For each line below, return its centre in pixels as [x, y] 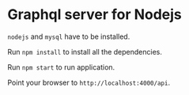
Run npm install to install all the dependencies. [85, 51]
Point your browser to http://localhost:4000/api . [89, 82]
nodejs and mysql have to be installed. [69, 36]
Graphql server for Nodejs [95, 15]
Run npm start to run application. [61, 67]
